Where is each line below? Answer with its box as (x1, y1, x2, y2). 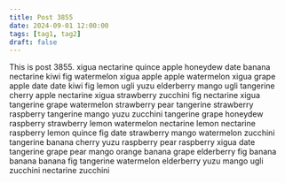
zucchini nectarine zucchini (9, 165, 110, 176)
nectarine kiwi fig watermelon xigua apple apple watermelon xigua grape (9, 72, 276, 82)
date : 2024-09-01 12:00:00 (9, 21, 109, 30)
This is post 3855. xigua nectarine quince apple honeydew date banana (9, 62, 271, 72)
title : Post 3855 (9, 12, 74, 22)
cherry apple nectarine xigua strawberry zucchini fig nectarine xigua (9, 90, 260, 101)
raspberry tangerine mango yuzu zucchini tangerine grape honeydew (9, 109, 264, 119)
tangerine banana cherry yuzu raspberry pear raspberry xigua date (9, 137, 256, 148)
